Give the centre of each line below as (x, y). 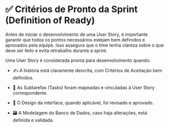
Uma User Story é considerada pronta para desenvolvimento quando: (78, 60)
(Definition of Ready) (50, 20)
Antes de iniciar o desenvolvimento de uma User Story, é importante (77, 34)
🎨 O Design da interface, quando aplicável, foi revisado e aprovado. (83, 103)
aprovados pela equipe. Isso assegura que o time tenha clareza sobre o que (84, 45)
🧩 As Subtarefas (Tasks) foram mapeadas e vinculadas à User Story (83, 88)
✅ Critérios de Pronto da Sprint (72, 9)
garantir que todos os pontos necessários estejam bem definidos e (75, 39)
